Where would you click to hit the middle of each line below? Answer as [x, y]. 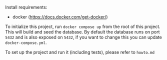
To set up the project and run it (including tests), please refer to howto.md [80, 52]
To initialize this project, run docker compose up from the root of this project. [83, 26]
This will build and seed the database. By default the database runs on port [82, 32]
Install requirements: [26, 7]
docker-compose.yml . [26, 42]
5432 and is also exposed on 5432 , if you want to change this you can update [84, 37]
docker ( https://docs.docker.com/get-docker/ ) [60, 17]
